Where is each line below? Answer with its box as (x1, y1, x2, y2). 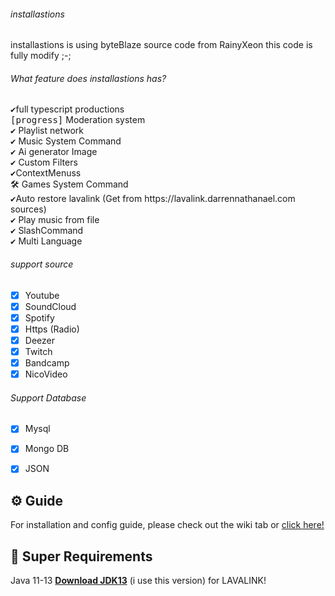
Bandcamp (24, 356, 70, 369)
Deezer (24, 334, 55, 346)
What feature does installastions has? (10, 72, 167, 84)
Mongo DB (24, 443, 70, 455)
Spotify (24, 311, 55, 324)
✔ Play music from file (10, 214, 100, 226)
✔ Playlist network (10, 125, 84, 137)
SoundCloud (24, 300, 77, 312)
